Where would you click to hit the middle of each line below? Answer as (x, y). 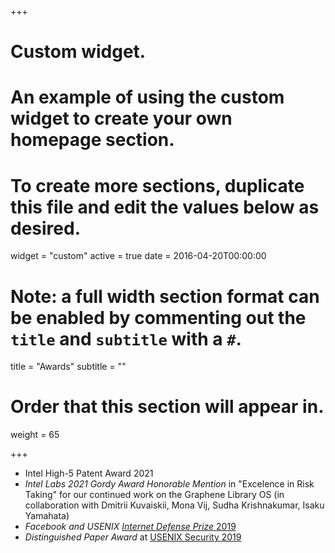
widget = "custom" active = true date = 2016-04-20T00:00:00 (138, 256)
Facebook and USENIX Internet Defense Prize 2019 (130, 527)
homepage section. (92, 140)
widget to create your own (121, 118)
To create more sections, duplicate (157, 185)
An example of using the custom (147, 97)
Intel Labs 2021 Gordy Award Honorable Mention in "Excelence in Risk (169, 484)
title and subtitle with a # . (126, 338)
